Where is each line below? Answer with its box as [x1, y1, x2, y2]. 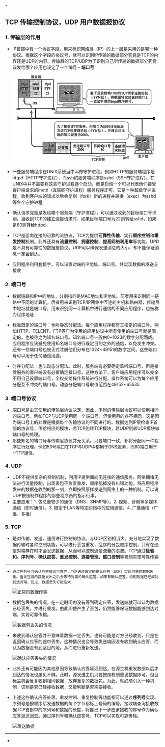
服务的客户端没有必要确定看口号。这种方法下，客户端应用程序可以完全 [16, 369, 159, 375]
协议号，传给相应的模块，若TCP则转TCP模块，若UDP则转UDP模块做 [21, 425, 160, 431]
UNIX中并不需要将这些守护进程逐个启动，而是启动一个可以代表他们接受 [12, 181, 157, 187]
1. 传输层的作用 [5, 34, 41, 41]
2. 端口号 [5, 281, 27, 288]
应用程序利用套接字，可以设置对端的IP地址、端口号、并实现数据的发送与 [12, 261, 159, 267]
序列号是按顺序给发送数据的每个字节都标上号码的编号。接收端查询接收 [12, 700, 155, 706]
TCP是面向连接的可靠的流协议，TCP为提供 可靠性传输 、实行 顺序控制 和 [12, 233, 155, 239]
